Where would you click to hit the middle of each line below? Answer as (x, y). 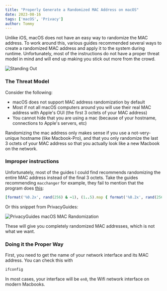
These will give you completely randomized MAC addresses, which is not (80, 226)
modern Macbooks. (25, 284)
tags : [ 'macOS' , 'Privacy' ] (34, 19)
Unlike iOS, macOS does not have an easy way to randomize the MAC (77, 38)
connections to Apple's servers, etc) (49, 123)
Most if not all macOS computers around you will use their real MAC (82, 107)
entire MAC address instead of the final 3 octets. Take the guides (72, 178)
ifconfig (14, 270)
